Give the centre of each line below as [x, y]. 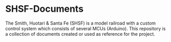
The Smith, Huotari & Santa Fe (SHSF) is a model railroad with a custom [81, 23]
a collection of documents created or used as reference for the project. [80, 34]
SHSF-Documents [44, 9]
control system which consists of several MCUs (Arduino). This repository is [85, 28]
